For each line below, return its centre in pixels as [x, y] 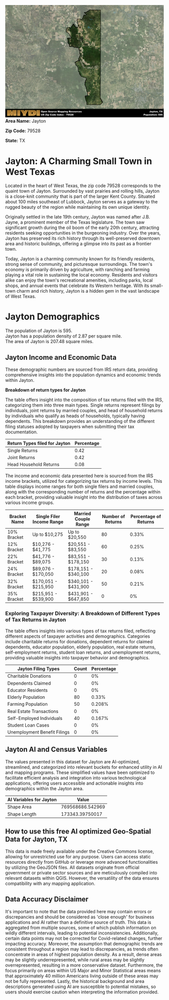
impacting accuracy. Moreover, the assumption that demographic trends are [84, 943]
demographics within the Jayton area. [45, 788]
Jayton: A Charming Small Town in [79, 161]
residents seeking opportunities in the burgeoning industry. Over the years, [83, 233]
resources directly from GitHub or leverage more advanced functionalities [82, 862]
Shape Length [22, 814]
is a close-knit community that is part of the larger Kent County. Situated [80, 196]
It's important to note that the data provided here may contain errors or [79, 911]
